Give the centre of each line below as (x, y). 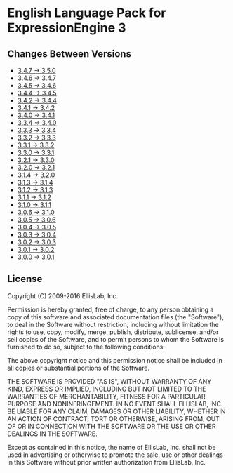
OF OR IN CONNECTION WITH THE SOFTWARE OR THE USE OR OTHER (112, 426)
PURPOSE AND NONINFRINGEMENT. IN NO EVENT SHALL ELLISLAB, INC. (115, 404)
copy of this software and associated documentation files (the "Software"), (116, 317)
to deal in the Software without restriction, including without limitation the (113, 324)
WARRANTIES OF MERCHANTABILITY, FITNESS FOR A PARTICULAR (106, 396)
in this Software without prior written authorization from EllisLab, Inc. (106, 462)
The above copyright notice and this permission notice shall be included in (115, 360)
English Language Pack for (87, 13)
